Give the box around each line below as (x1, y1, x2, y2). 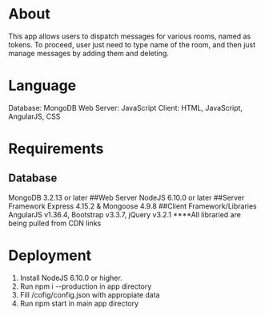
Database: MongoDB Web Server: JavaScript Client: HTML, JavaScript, (8, 103, 243, 112)
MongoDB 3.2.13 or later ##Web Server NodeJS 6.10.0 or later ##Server (8, 192, 245, 202)
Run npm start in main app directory (19, 298, 139, 308)
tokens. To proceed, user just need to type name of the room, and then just (8, 39, 256, 49)
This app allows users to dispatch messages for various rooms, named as (8, 31, 251, 41)
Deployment (8, 246, 92, 265)
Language (8, 77, 77, 95)
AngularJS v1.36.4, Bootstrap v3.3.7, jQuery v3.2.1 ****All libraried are (8, 209, 242, 219)
